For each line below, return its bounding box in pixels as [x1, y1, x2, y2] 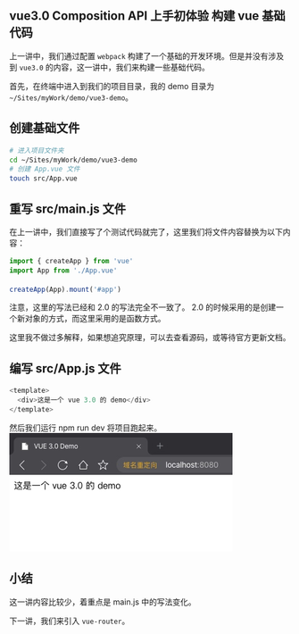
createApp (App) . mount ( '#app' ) [9, 285, 122, 294]
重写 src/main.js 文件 [9, 201, 127, 216]
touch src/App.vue [9, 174, 78, 183]
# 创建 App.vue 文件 [9, 164, 80, 174]
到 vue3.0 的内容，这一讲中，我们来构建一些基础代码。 [9, 62, 210, 72]
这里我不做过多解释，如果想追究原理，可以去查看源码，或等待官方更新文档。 [9, 332, 291, 343]
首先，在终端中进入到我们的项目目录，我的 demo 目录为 [9, 80, 215, 91]
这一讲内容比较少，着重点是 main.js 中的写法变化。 [9, 596, 196, 607]
